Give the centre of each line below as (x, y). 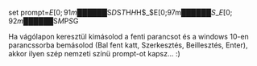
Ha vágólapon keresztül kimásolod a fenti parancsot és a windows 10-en (129, 37)
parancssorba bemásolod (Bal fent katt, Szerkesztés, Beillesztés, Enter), (128, 45)
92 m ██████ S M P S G (44, 21)
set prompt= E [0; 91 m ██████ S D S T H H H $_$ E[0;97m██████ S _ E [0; (120, 12)
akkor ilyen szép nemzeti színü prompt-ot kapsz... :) (95, 54)
